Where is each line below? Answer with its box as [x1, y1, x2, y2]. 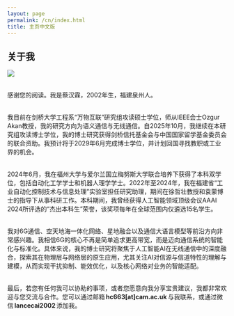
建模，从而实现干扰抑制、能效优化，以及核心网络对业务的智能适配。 [7, 262, 203, 270]
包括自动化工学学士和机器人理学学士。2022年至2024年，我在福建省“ [19, 179, 217, 187]
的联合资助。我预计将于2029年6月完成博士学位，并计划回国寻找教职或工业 [7, 139, 221, 148]
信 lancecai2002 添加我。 [7, 301, 81, 310]
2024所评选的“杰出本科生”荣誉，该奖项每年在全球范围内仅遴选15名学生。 [7, 205, 217, 213]
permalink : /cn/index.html [7, 17, 86, 24]
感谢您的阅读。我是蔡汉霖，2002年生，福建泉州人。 [7, 91, 157, 100]
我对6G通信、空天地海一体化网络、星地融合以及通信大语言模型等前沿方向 [7, 227, 217, 235]
